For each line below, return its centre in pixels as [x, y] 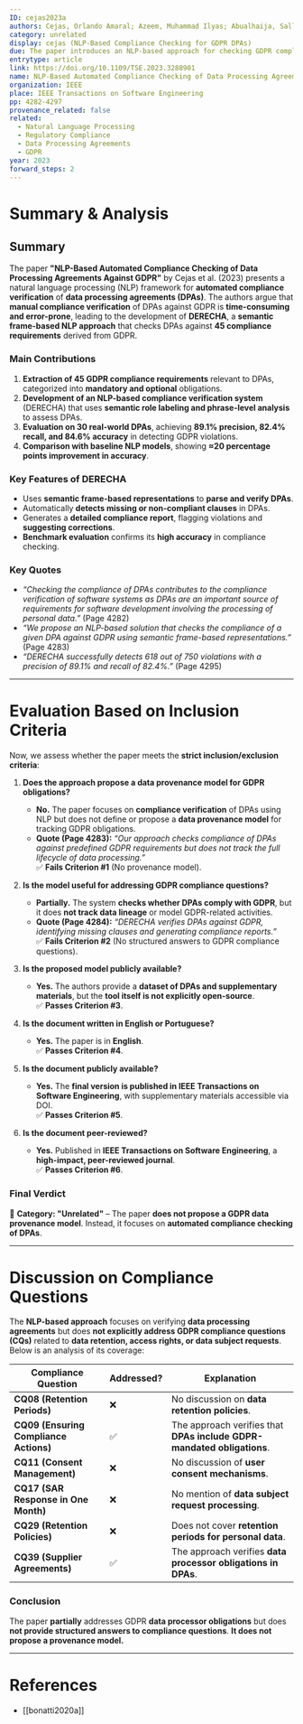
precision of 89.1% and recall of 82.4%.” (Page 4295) [122, 666]
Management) [45, 1474]
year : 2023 [30, 160]
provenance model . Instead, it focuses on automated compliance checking [151, 1223]
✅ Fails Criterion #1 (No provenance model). [119, 867]
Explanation [230, 1378]
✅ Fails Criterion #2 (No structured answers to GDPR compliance [157, 941]
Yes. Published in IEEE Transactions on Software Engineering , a [156, 1151]
